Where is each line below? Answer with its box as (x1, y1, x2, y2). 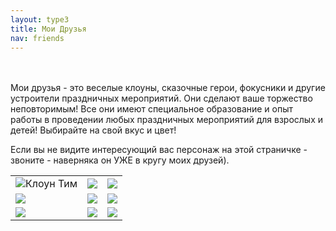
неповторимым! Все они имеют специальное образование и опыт (10, 103, 294, 115)
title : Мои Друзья (10, 24, 87, 34)
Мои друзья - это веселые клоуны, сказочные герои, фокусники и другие (10, 82, 326, 94)
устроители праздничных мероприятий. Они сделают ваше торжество (10, 92, 313, 105)
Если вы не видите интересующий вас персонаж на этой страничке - (10, 144, 308, 156)
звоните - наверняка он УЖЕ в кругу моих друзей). (10, 154, 230, 166)
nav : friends (10, 33, 65, 43)
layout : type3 (10, 14, 70, 25)
